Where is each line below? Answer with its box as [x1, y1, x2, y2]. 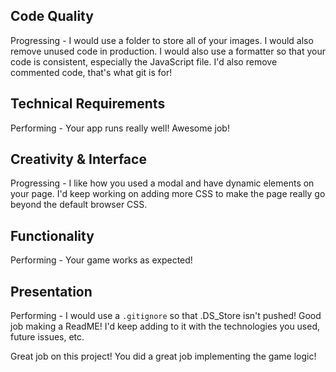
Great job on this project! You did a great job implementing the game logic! [10, 350, 317, 363]
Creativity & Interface [10, 151, 147, 168]
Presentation [10, 283, 93, 300]
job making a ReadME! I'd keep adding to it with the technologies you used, [10, 320, 321, 333]
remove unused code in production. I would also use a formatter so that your [10, 45, 326, 57]
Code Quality [10, 8, 94, 25]
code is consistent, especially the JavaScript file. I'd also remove [10, 55, 278, 68]
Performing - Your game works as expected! [10, 254, 193, 266]
